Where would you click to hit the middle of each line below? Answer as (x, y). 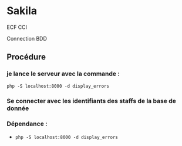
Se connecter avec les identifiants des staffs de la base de (92, 101)
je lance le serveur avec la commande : (63, 74)
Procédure (26, 57)
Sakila (22, 11)
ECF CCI (17, 27)
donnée (18, 108)
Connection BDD (27, 38)
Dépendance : (27, 124)
